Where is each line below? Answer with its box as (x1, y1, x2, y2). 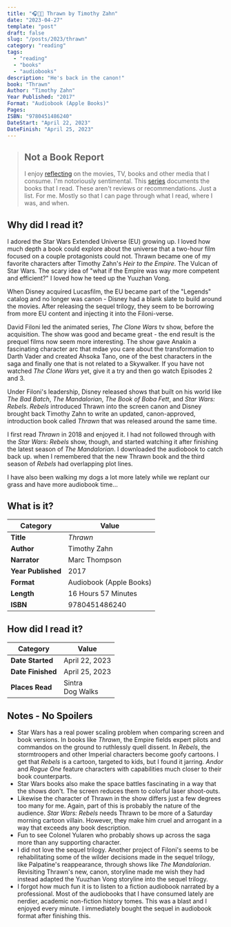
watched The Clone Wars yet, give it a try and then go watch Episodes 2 (7, 367, 212, 375)
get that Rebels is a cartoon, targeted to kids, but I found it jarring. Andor (17, 758, 223, 766)
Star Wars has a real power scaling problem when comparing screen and (17, 728, 225, 736)
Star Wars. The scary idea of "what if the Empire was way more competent (7, 267, 220, 275)
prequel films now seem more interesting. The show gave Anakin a (7, 338, 197, 345)
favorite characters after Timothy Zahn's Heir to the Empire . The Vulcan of (7, 260, 219, 267)
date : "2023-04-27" (7, 17, 63, 23)
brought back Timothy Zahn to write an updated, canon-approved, (7, 410, 196, 418)
